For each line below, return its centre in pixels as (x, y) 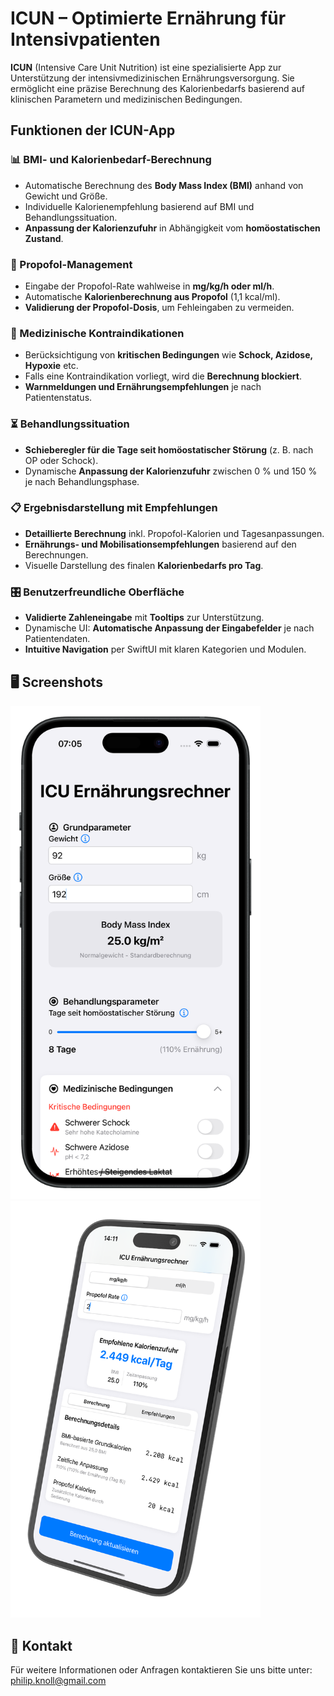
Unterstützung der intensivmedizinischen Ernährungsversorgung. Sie (152, 78)
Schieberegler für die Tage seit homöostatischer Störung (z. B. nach (169, 449)
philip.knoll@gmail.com (58, 1681)
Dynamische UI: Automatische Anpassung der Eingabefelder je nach (169, 628)
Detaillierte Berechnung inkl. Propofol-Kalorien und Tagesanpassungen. (174, 533)
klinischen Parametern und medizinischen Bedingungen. (126, 99)
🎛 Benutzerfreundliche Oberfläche (97, 592)
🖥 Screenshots (56, 682)
